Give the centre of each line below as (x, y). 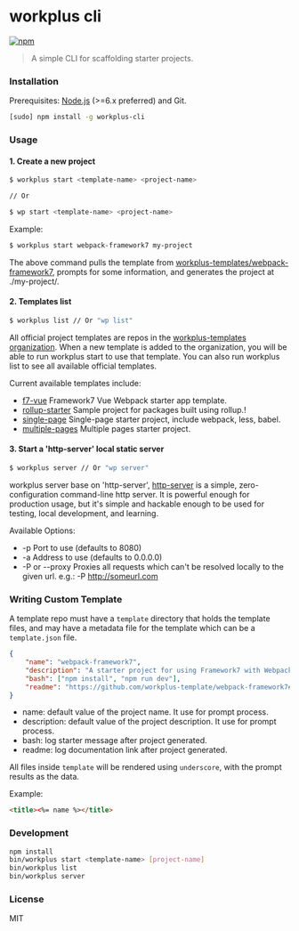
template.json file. (43, 637)
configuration (34, 494)
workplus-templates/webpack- (232, 262)
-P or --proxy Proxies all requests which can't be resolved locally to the (153, 566)
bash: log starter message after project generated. (114, 741)
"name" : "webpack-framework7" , (83, 662)
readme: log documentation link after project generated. (125, 750)
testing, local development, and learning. (84, 513)
